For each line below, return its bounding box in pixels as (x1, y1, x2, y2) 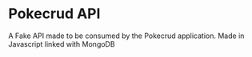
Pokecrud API (8, 5, 101, 23)
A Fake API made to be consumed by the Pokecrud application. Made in (8, 31, 245, 40)
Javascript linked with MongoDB (8, 39, 115, 48)
